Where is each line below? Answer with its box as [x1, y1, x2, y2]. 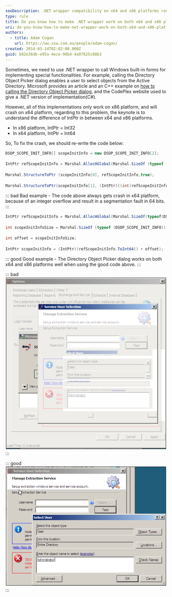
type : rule [5, 13, 29, 19]
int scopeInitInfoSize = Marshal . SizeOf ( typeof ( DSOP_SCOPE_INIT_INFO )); [5, 225, 168, 230]
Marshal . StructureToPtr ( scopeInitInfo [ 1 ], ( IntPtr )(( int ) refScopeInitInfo [5, 183, 168, 188]
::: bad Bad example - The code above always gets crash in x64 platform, [5, 192, 160, 198]
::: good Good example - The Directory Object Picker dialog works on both [5, 256, 162, 262]
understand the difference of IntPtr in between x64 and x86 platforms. [5, 115, 154, 121]
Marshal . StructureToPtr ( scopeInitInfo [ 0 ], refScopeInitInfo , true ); [5, 172, 155, 177]
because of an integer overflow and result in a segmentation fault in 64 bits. [5, 198, 165, 204]
